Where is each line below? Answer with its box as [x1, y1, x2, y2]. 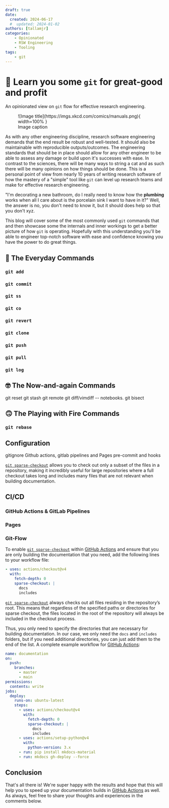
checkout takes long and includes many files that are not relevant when [5, 472, 153, 478]
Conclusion [5, 768, 42, 777]
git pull [5, 355, 27, 361]
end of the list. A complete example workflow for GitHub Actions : [5, 641, 140, 648]
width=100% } [18, 119, 47, 125]
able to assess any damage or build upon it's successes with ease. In [5, 155, 149, 161]
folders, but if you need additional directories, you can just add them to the [5, 636, 160, 642]
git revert [5, 318, 32, 324]
